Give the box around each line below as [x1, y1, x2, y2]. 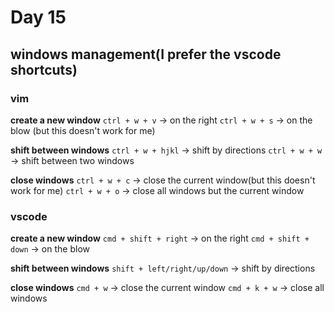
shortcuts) [10, 61, 78, 78]
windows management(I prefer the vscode [10, 46, 282, 63]
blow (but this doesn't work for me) [10, 124, 156, 136]
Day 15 [10, 6, 67, 29]
